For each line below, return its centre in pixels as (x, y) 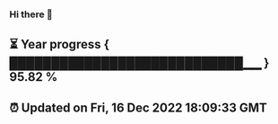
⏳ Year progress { (60, 44)
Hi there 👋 (31, 14)
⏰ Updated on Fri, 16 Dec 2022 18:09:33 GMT (138, 107)
